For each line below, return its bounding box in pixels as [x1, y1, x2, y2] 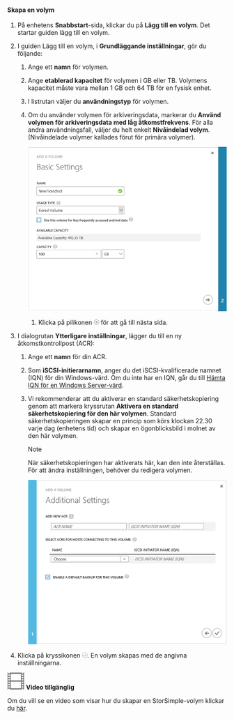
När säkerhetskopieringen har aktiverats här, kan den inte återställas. [27, 458, 226, 467]
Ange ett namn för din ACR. [27, 352, 107, 361]
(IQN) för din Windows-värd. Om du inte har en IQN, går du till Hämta [27, 373, 226, 381]
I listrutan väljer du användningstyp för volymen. [27, 98, 169, 106]
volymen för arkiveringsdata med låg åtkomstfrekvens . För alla [27, 119, 214, 127]
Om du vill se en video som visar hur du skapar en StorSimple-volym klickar [7, 696, 225, 704]
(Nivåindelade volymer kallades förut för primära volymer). [27, 133, 196, 142]
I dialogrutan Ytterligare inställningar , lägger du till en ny [17, 331, 182, 340]
